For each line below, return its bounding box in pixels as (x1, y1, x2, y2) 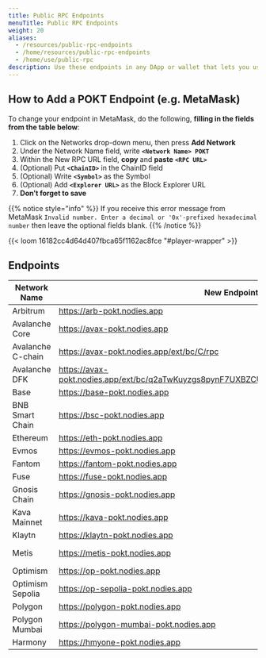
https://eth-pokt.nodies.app (59, 433, 163, 444)
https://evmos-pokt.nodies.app (59, 445, 176, 456)
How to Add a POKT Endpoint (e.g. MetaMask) (8, 93, 241, 106)
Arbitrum (12, 306, 45, 317)
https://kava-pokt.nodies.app (59, 512, 169, 523)
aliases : (8, 33, 37, 42)
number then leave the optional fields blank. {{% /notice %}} (8, 220, 202, 230)
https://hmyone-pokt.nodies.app (59, 637, 180, 648)
